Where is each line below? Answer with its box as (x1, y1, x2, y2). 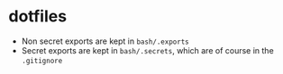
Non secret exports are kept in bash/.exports (21, 36, 190, 46)
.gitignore (21, 56, 63, 65)
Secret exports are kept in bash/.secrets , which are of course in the (21, 45, 274, 55)
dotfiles (8, 6, 68, 27)
